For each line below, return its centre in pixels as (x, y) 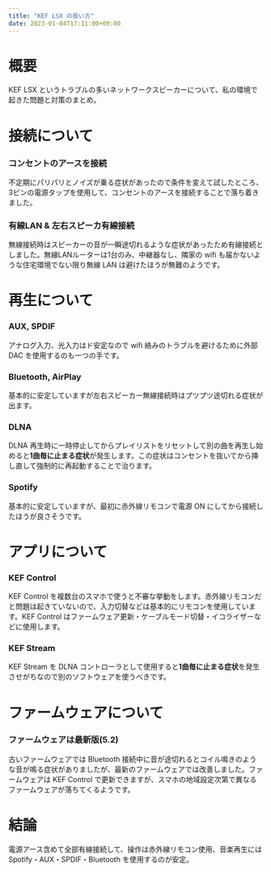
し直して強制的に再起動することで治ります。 (82, 466)
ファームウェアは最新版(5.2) (64, 740)
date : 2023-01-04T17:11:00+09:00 (65, 23)
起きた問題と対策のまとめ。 (55, 100)
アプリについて (58, 552)
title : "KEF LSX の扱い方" (51, 16)
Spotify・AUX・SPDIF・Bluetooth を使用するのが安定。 (101, 859)
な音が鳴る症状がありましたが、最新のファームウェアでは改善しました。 (129, 769)
